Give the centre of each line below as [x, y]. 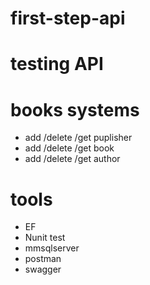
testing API [57, 64]
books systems [75, 109]
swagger [43, 269]
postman [43, 259]
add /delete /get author [72, 159]
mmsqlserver [52, 248]
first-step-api [68, 18]
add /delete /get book [69, 148]
